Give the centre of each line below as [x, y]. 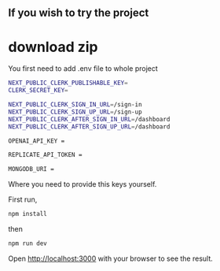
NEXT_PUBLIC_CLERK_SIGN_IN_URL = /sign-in [75, 105]
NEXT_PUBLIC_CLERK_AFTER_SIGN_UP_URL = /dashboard [89, 126]
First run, [23, 199]
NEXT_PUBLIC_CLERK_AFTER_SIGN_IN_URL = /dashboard [89, 119]
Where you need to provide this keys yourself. [82, 184]
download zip [53, 47]
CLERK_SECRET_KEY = [38, 91]
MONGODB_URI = [31, 169]
